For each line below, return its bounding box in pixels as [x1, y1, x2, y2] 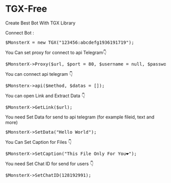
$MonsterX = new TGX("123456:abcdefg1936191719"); [5, 39, 134, 45]
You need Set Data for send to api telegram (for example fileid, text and [5, 114, 155, 120]
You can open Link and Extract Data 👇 [5, 93, 85, 99]
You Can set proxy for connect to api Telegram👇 [5, 49, 107, 55]
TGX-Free [5, 3, 47, 15]
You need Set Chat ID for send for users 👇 [5, 161, 94, 167]
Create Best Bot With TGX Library [5, 20, 76, 26]
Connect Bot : [5, 29, 34, 36]
